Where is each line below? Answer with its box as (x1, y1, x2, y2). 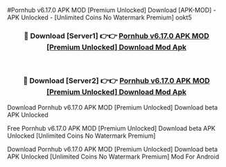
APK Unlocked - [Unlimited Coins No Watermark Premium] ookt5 (7, 13, 192, 22)
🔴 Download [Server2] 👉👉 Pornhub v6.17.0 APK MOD (23, 76, 210, 86)
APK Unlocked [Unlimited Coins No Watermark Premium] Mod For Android (7, 152, 220, 161)
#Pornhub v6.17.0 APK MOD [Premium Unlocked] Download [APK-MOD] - (7, 6, 216, 14)
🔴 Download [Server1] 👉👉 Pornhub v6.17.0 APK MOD (24, 31, 209, 40)
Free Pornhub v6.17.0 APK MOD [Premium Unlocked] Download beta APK (7, 124, 216, 132)
